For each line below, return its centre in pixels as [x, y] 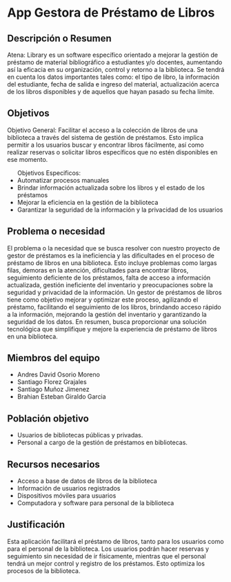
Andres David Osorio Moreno [58, 374]
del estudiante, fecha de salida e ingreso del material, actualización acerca [113, 84]
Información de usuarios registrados [69, 489]
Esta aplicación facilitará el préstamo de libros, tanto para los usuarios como [115, 541]
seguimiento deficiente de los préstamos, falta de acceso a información [109, 278]
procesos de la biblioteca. [44, 571]
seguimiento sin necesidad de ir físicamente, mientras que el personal [107, 556]
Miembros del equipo [53, 358]
